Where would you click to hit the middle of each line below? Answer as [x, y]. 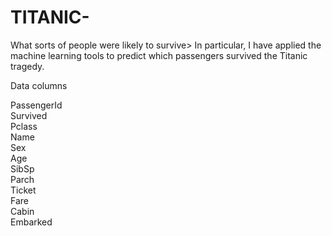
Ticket [23, 190]
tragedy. [27, 66]
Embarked [31, 222]
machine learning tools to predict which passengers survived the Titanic [159, 55]
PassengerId [36, 105]
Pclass [24, 126]
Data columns [39, 85]
